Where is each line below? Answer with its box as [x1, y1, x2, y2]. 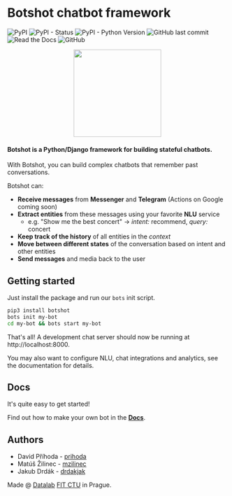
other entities [17, 247, 56, 256]
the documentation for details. [7, 361, 94, 369]
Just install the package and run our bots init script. [7, 293, 156, 302]
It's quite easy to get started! [7, 400, 90, 409]
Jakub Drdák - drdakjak [17, 467, 86, 476]
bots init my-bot [7, 313, 58, 320]
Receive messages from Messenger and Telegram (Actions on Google [17, 195, 224, 204]
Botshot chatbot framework [7, 5, 171, 21]
